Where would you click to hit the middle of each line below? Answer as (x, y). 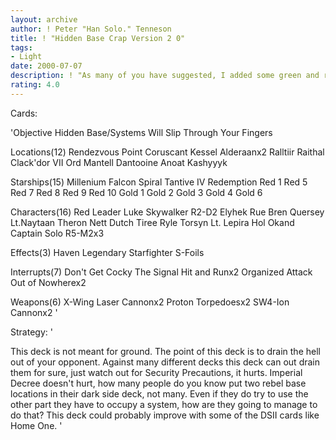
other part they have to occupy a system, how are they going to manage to (164, 404)
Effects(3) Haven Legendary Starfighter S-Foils (107, 252)
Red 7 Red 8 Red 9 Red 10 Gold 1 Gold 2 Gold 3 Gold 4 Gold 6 (136, 192)
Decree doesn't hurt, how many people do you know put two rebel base (158, 383)
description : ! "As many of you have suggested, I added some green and (165, 76)
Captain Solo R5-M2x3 (57, 233)
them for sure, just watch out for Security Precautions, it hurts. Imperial (156, 372)
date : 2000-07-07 (46, 66)
